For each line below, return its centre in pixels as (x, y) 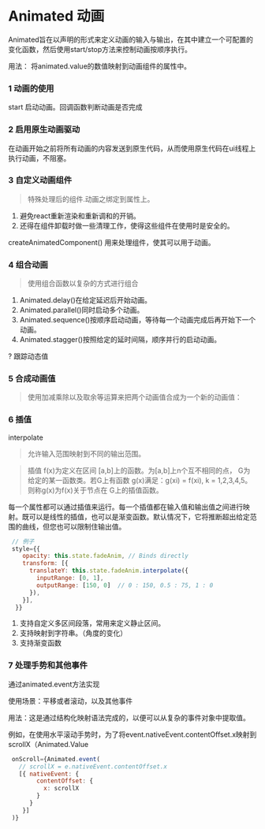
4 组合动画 (28, 265)
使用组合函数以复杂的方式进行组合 (83, 284)
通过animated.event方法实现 (54, 684)
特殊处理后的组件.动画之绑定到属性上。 (91, 199)
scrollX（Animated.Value (49, 744)
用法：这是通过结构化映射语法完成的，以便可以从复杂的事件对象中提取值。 (129, 717)
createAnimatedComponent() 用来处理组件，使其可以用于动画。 (112, 242)
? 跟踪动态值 (28, 356)
